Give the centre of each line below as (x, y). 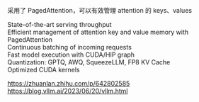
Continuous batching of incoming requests (70, 47)
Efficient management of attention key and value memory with (98, 32)
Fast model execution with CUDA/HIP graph (71, 55)
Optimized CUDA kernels (44, 70)
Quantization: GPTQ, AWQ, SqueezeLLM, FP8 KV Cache (89, 62)
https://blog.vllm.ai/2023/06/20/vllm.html (68, 91)
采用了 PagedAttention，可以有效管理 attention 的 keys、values (100, 10)
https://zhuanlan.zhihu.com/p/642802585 (69, 83)
